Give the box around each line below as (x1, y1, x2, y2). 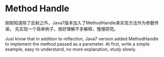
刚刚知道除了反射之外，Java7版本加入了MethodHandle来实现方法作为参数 (5, 20, 155, 26)
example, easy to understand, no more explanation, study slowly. (5, 46, 137, 52)
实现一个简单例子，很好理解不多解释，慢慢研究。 (19, 26, 118, 32)
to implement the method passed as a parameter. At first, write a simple (5, 41, 150, 47)
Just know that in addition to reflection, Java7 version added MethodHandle (5, 35, 159, 42)
